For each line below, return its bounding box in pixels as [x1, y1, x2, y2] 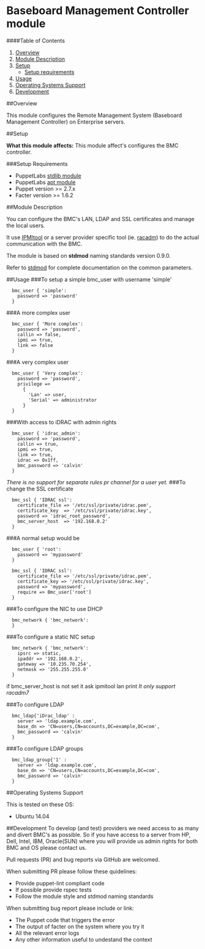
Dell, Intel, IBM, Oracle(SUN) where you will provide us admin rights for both [6, 837, 198, 845]
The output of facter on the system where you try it [15, 923, 145, 930]
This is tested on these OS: [6, 800, 75, 808]
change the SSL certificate [6, 485, 73, 492]
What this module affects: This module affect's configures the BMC [6, 141, 179, 149]
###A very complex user [6, 358, 69, 366]
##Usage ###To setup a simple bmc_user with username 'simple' [6, 276, 172, 283]
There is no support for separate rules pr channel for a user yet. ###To [6, 478, 186, 486]
